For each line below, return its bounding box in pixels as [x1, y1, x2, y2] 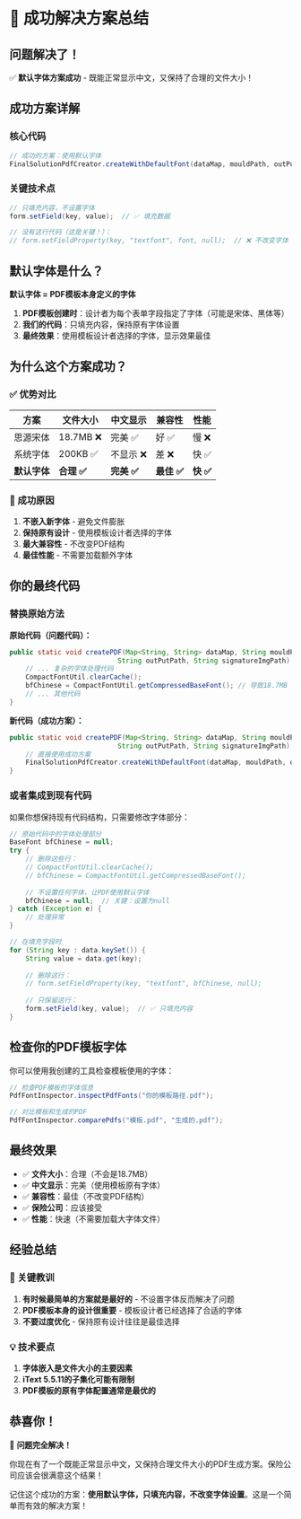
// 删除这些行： [25, 855, 78, 864]
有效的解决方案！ [24, 1500, 88, 1511]
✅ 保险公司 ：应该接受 [21, 1202, 103, 1213]
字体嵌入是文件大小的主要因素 [21, 1362, 133, 1374]
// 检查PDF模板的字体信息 [9, 1083, 94, 1092]
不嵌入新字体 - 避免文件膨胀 [21, 516, 125, 527]
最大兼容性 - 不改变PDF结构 [21, 539, 125, 549]
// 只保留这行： [25, 996, 78, 1005]
